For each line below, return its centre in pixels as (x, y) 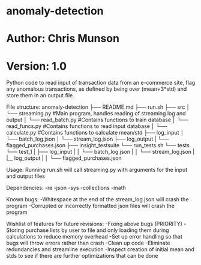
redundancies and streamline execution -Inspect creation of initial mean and (100, 249)
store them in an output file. (40, 96)
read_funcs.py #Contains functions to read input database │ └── (87, 126)
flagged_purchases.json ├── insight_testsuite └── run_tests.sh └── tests (98, 145)
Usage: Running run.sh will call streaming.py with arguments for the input (97, 170)
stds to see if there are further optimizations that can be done (82, 256)
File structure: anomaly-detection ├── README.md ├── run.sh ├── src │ (98, 107)
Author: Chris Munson (63, 39)
